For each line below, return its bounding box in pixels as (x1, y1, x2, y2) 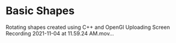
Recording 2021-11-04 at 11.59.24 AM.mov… (5, 29, 115, 37)
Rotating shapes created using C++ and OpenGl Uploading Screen (5, 24, 171, 31)
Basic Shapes (5, 4, 75, 18)
